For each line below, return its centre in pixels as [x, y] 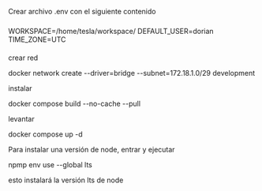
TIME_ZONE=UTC [37, 39]
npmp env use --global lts [50, 164]
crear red [23, 58]
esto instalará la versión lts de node [66, 180]
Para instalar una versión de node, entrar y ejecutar [92, 149]
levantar [21, 118]
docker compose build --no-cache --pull [74, 103]
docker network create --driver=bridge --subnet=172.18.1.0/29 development [132, 73]
